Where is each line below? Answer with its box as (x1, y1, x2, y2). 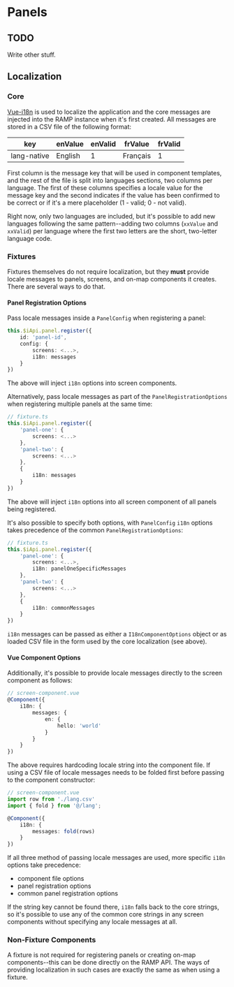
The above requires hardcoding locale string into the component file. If (7, 761, 211, 769)
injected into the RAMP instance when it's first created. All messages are (7, 115, 217, 123)
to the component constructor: (7, 776, 96, 784)
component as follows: (7, 676, 73, 685)
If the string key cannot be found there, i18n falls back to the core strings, (7, 902, 220, 912)
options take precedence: (7, 861, 82, 870)
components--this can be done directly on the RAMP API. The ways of (7, 958, 210, 967)
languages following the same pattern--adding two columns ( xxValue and (7, 219, 219, 228)
